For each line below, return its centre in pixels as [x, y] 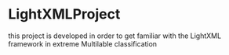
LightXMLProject [64, 14]
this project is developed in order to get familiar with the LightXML [115, 36]
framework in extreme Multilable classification [83, 43]
